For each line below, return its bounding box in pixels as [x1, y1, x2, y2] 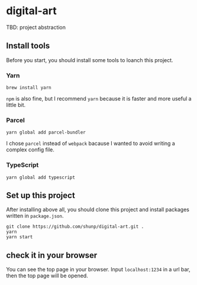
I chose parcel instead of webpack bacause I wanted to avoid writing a [6, 140, 176, 147]
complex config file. [6, 146, 54, 153]
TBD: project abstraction [6, 24, 66, 31]
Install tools [6, 41, 50, 51]
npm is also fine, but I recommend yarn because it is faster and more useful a [6, 95, 192, 102]
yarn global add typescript [6, 174, 76, 180]
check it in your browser [6, 250, 98, 260]
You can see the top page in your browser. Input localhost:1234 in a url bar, [6, 266, 190, 273]
